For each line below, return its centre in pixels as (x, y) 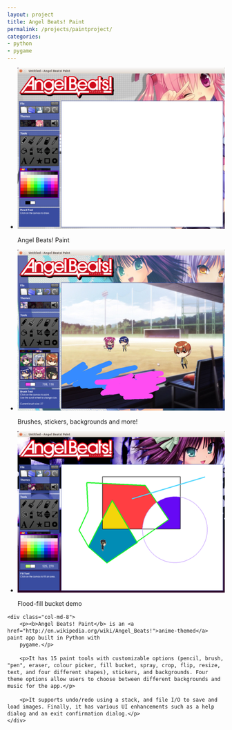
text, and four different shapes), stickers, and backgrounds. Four (108, 672)
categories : (24, 37)
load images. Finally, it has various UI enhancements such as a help (111, 707)
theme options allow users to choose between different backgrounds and (114, 679)
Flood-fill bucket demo (49, 603)
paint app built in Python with (54, 638)
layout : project (30, 14)
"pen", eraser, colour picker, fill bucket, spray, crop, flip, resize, (114, 665)
